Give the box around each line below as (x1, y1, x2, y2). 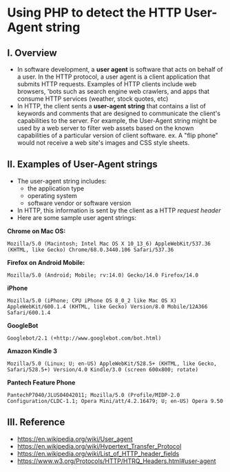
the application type (27, 184, 85, 193)
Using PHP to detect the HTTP (7, 5, 182, 21)
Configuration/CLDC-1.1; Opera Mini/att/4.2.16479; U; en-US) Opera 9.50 (7, 397, 224, 404)
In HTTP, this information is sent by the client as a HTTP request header (17, 206, 222, 215)
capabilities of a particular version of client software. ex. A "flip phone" (17, 131, 219, 139)
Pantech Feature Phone (7, 378, 76, 386)
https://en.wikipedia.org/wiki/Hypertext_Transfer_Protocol (17, 442, 182, 450)
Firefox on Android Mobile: (7, 258, 85, 266)
